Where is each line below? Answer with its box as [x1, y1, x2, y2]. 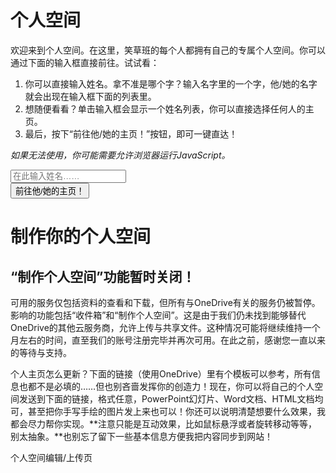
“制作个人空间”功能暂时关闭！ [10, 268, 196, 285]
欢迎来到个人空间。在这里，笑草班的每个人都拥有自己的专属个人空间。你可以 [10, 44, 326, 56]
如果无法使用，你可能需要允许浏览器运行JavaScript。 [10, 149, 231, 161]
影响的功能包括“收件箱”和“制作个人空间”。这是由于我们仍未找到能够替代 [10, 309, 307, 321]
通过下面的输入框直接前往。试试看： [10, 56, 160, 68]
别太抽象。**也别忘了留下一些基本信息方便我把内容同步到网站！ [10, 430, 274, 442]
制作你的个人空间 [10, 226, 152, 248]
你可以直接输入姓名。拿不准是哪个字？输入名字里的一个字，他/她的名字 [24, 77, 318, 90]
